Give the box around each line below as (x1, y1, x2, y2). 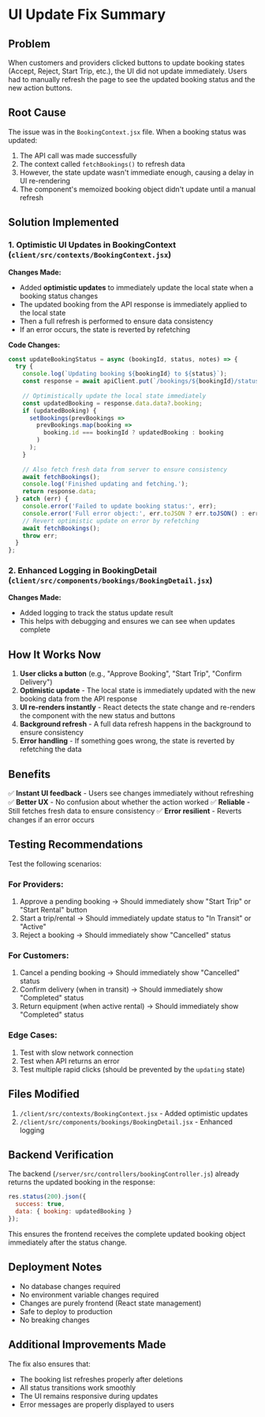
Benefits (8, 767, 51, 780)
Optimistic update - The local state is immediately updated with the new (19, 686, 256, 695)
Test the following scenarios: (8, 859, 102, 868)
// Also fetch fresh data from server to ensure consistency (22, 465, 227, 474)
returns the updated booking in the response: (8, 1177, 155, 1187)
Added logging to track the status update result (19, 608, 174, 618)
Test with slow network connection (19, 1048, 134, 1057)
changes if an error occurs (8, 815, 95, 825)
